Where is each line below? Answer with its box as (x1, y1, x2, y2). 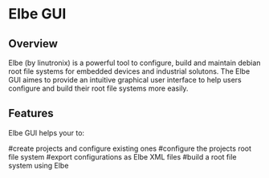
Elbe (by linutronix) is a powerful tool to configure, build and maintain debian (8, 58, 261, 67)
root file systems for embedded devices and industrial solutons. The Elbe (8, 67, 251, 76)
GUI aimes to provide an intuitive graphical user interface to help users (8, 75, 243, 84)
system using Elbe (8, 160, 69, 170)
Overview (8, 37, 59, 51)
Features (8, 107, 54, 120)
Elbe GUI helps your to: (8, 127, 85, 137)
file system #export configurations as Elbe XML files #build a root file (8, 152, 237, 161)
